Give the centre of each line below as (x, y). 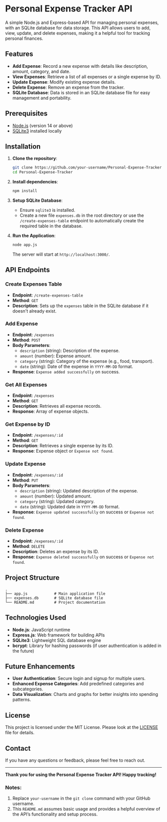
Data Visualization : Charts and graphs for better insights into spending (85, 694)
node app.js (25, 245)
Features (19, 54)
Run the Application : (34, 236)
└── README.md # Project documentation (55, 602)
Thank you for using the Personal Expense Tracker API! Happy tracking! (81, 775)
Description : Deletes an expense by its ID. (56, 552)
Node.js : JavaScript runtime (41, 630)
